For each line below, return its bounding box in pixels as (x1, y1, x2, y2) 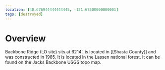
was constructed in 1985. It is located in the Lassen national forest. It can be (5, 54, 160, 60)
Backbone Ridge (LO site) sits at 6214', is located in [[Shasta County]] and (5, 49, 156, 55)
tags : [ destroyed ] (5, 12, 43, 17)
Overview (5, 33, 46, 44)
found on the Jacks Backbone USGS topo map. (5, 59, 102, 65)
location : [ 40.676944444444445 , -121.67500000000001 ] (5, 7, 119, 12)
